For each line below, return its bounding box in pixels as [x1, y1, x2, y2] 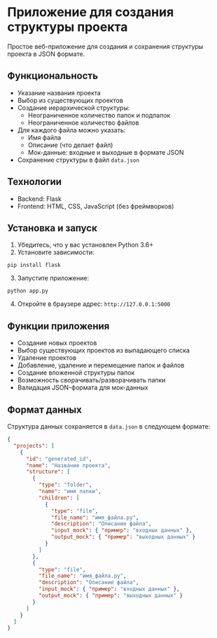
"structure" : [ [25, 469, 71, 476]
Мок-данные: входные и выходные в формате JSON [27, 148, 184, 156]
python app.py [7, 288, 49, 295]
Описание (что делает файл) [27, 141, 113, 149]
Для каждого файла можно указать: [17, 125, 126, 134]
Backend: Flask [17, 194, 62, 203]
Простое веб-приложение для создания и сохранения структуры [7, 42, 204, 50]
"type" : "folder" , [38, 481, 92, 489]
